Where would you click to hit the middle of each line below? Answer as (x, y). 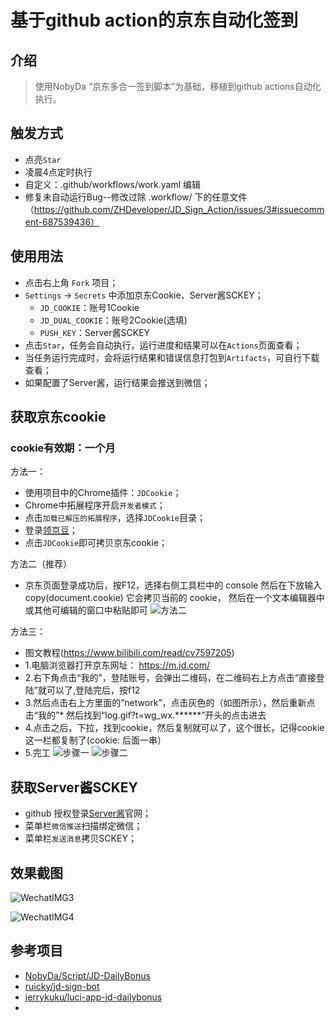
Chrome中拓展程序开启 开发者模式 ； (95, 505)
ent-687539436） (62, 222)
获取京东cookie (58, 417)
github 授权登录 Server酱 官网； (88, 813)
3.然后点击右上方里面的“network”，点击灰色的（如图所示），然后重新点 (170, 703)
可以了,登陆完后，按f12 (93, 690)
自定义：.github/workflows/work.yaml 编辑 (112, 184)
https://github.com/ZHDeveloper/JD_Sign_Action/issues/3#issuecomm (179, 209)
